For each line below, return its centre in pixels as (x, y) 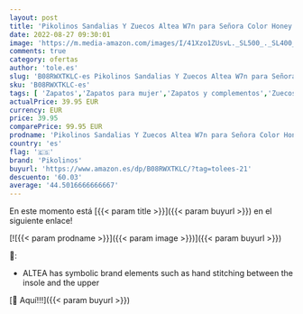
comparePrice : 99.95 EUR (56, 127)
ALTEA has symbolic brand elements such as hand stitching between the (157, 273)
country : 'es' (36, 143)
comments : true (38, 51)
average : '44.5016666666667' (64, 186)
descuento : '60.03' (46, 177)
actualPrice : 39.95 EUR (54, 102)
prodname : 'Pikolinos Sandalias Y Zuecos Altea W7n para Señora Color (145, 135)
